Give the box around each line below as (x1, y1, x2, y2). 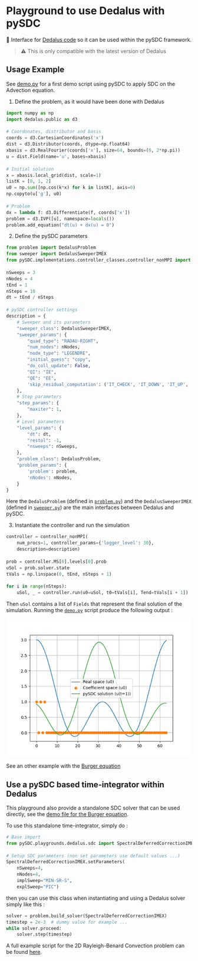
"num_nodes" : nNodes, (27, 344, 81, 350)
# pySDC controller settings (6, 307, 78, 313)
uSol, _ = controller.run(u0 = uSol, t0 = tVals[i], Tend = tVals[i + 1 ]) (16, 590, 189, 596)
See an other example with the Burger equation (6, 762, 121, 770)
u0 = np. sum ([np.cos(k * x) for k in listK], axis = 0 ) (6, 184, 136, 191)
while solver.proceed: (6, 925, 62, 932)
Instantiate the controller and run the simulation (14, 521, 130, 529)
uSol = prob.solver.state (6, 564, 70, 571)
